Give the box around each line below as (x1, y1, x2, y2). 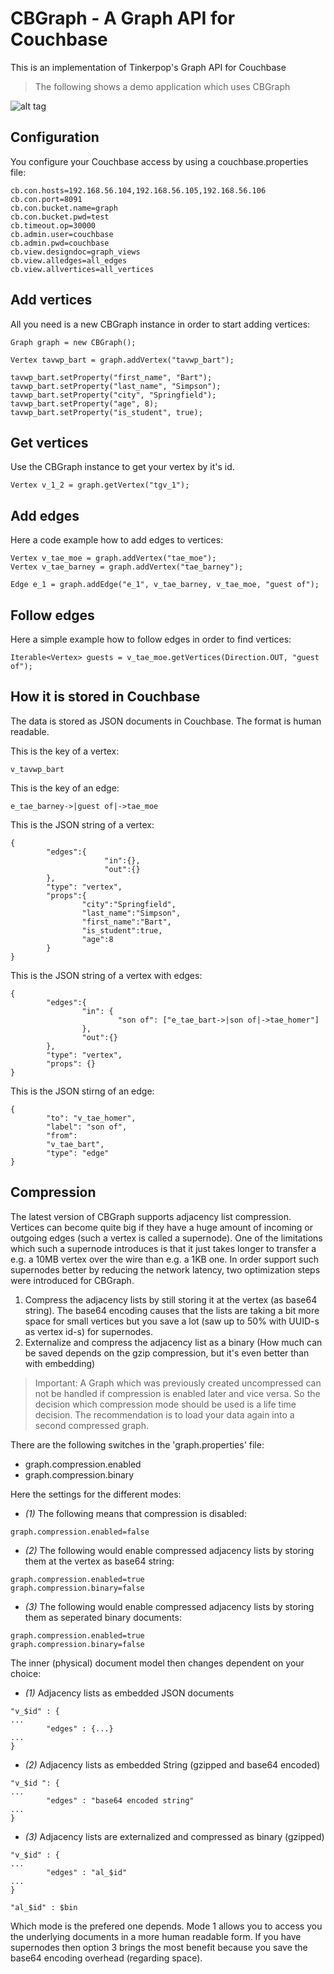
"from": (46, 1130, 78, 1141)
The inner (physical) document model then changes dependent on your (10, 1657, 305, 1669)
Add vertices (10, 292, 93, 309)
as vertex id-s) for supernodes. (24, 1325, 154, 1337)
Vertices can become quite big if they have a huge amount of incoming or (10, 1221, 314, 1233)
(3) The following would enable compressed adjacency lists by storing (24, 1600, 315, 1612)
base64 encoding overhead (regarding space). (10, 1952, 203, 1964)
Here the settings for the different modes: (10, 1488, 182, 1500)
